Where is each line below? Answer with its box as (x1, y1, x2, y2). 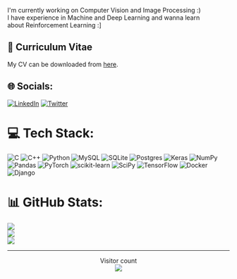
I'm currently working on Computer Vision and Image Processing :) (7, 6, 201, 14)
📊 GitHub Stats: (7, 194, 104, 210)
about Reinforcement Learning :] (7, 21, 102, 29)
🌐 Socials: (7, 80, 54, 92)
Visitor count (99, 256, 138, 265)
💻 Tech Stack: (7, 125, 95, 141)
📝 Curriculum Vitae (7, 42, 93, 54)
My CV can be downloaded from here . (7, 60, 119, 68)
